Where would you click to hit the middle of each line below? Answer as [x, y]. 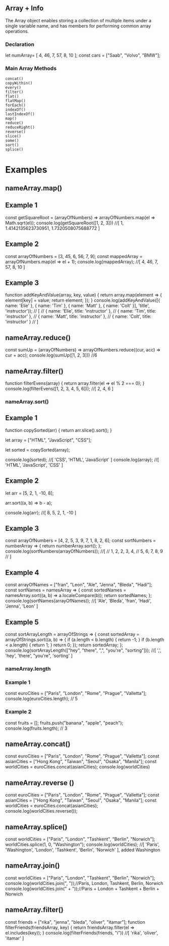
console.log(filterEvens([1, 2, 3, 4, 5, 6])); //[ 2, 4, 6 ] [59, 389]
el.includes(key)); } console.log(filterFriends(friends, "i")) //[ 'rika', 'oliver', [82, 933]
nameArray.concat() [38, 744]
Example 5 [22, 622]
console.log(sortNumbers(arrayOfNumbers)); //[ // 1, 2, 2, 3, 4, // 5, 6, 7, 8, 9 [84, 551]
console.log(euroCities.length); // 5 [42, 699]
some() [12, 141]
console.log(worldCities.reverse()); [41, 811]
